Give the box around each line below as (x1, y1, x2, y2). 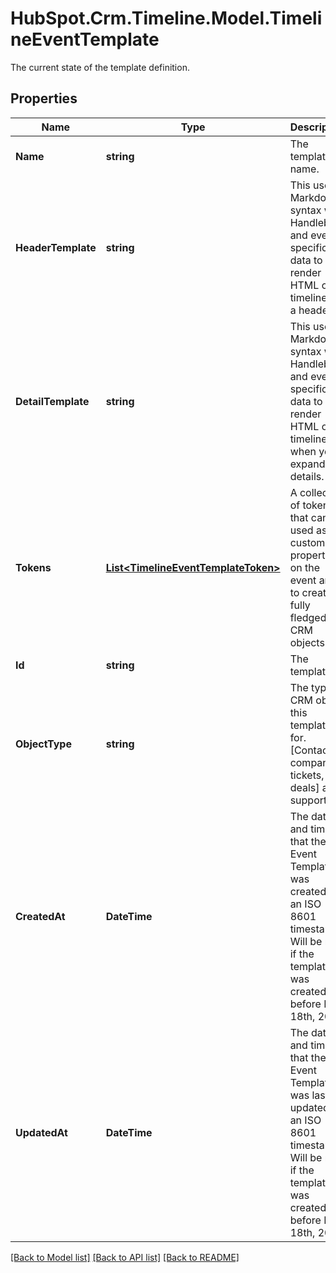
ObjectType (15, 737, 72, 751)
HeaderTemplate (15, 240, 97, 254)
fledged (289, 610, 327, 624)
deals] (289, 780, 320, 794)
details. (289, 469, 325, 483)
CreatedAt (15, 909, 66, 923)
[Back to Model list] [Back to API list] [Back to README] (10, 1251, 240, 1263)
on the (289, 560, 320, 574)
